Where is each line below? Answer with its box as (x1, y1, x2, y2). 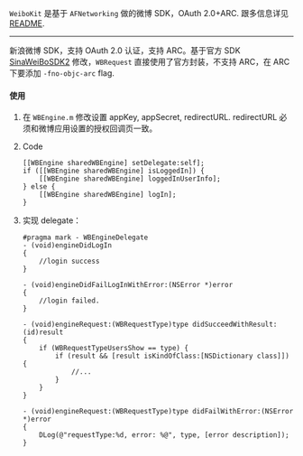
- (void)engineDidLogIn (22, 241, 113, 250)
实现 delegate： (22, 215, 82, 226)
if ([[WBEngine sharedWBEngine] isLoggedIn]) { (22, 166, 205, 176)
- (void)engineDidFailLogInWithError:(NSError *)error (22, 281, 234, 290)
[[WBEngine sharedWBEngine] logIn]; (39, 191, 177, 200)
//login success (39, 256, 100, 266)
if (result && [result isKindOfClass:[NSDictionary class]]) (55, 351, 290, 361)
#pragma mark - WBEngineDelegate (22, 233, 149, 242)
